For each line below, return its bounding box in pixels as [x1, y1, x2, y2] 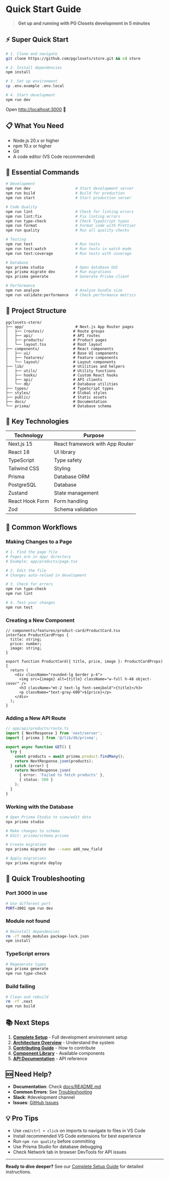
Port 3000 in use [6, 890, 48, 897]
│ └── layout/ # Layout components [6, 359, 116, 364]
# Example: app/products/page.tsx [6, 559, 78, 564]
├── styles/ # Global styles [6, 390, 107, 396]
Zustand [8, 490, 28, 497]
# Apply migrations [6, 856, 47, 861]
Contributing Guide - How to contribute [13, 1045, 96, 1051]
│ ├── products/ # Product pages [6, 337, 107, 343]
